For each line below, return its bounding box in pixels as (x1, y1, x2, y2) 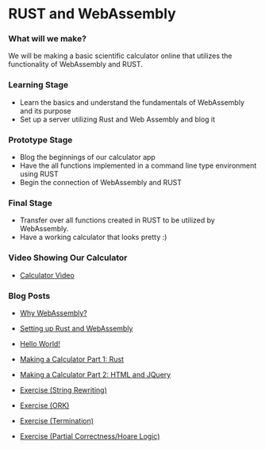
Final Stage (8, 198, 53, 208)
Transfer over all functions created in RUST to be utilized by (19, 215, 216, 225)
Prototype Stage (8, 134, 73, 145)
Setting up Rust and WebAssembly (19, 323, 133, 333)
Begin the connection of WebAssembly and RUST (19, 178, 182, 188)
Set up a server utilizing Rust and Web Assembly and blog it (19, 114, 216, 124)
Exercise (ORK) (19, 401, 70, 410)
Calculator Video (19, 270, 75, 280)
